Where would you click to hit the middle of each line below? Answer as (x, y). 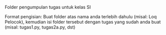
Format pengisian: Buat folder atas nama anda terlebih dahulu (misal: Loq (81, 17)
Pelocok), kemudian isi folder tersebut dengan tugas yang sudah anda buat (83, 22)
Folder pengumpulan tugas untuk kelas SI (48, 7)
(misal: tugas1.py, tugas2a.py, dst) (40, 27)
